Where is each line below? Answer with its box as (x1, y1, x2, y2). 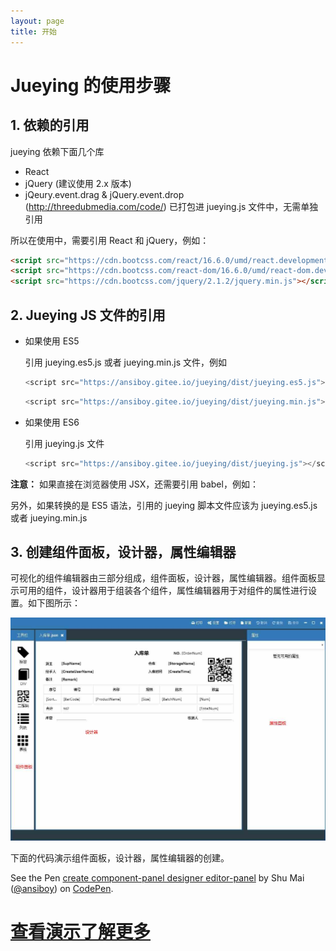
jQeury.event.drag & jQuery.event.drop (24, 188, 185, 200)
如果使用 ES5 (24, 335, 80, 347)
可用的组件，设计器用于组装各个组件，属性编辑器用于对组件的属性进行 (18, 585, 308, 597)
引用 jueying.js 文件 (24, 437, 105, 449)
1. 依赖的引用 (10, 117, 90, 134)
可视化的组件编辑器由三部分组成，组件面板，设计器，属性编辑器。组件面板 (10, 572, 317, 584)
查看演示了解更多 (10, 921, 152, 944)
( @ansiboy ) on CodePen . (10, 883, 114, 895)
